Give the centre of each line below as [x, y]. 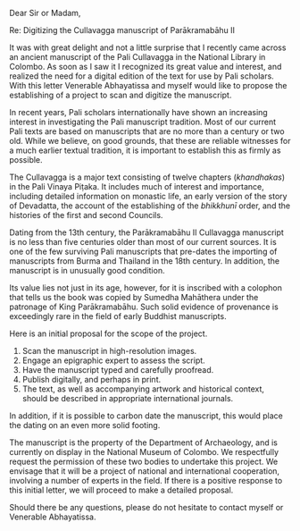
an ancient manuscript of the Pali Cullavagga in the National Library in [137, 57]
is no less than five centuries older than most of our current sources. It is [143, 242]
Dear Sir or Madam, [45, 13]
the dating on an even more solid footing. [85, 425]
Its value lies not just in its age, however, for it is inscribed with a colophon [146, 288]
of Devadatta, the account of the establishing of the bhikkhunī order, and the [150, 206]
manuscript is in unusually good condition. [87, 270]
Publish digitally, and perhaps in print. [92, 379]
